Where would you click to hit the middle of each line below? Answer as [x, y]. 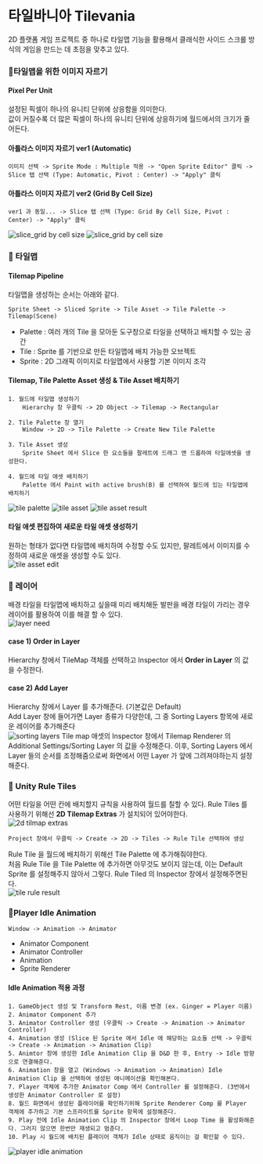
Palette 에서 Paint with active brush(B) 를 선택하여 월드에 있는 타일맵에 [135, 485]
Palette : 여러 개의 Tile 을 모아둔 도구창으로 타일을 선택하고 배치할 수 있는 [131, 331]
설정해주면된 [229, 874]
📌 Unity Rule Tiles [42, 786]
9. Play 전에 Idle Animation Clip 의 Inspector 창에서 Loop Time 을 [116, 1120]
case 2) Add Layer [38, 688]
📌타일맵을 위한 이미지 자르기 [58, 71]
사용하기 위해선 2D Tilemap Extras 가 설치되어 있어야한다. [98, 814]
